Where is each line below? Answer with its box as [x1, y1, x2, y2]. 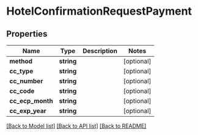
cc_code [9, 87, 35, 95]
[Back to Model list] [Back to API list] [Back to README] [6, 122, 147, 130]
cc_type [9, 67, 34, 75]
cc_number [9, 77, 43, 85]
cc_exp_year [9, 107, 47, 115]
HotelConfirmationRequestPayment [6, 4, 193, 18]
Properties [6, 29, 48, 39]
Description [82, 47, 118, 55]
